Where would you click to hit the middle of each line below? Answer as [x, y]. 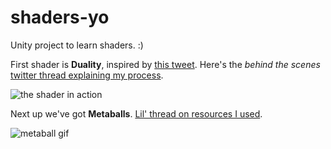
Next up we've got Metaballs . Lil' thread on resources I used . [136, 113]
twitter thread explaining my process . [87, 75]
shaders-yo [60, 17]
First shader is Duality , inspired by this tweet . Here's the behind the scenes [165, 64]
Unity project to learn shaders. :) [77, 45]
